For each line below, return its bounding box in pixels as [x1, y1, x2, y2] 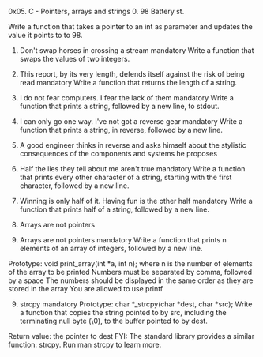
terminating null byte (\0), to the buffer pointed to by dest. [19, 316, 208, 325]
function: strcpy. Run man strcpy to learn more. [8, 340, 162, 349]
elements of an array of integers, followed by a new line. [19, 244, 203, 253]
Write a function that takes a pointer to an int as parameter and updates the [8, 22, 253, 31]
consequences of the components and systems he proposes [19, 149, 218, 158]
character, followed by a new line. [19, 181, 130, 190]
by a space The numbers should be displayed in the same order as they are [8, 276, 254, 285]
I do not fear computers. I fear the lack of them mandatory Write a [19, 93, 235, 102]
